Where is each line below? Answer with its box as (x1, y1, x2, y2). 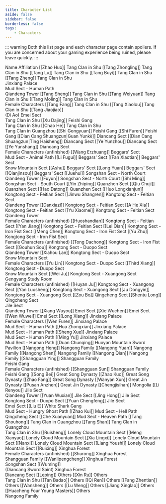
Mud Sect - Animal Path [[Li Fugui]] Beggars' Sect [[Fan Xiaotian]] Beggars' (5, 154, 160, 160)
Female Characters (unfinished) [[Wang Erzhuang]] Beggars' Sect (5, 149, 140, 155)
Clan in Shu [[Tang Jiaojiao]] (5, 107, 64, 113)
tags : (5, 26, 16, 31)
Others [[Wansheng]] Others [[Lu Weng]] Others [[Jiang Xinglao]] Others (5, 483, 155, 488)
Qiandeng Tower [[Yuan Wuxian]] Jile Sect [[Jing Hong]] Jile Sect (5, 392, 140, 398)
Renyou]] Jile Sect (5, 387, 43, 393)
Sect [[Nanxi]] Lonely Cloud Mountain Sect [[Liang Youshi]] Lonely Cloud (5, 440, 155, 446)
